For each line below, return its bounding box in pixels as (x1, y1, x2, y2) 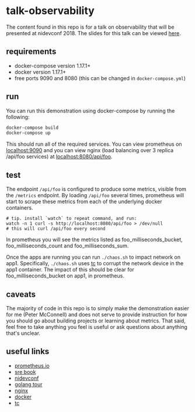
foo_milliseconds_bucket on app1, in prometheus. (6, 272, 124, 279)
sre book (14, 368, 36, 375)
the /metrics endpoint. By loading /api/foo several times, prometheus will (6, 192, 184, 199)
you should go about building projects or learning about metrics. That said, (6, 317, 186, 324)
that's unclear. (6, 329, 41, 337)
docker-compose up (6, 130, 51, 136)
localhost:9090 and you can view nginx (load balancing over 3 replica (6, 147, 174, 154)
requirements (6, 47, 57, 57)
